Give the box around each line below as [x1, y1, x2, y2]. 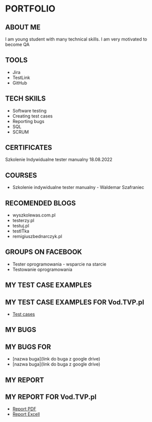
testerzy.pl [12, 217, 34, 223]
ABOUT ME [5, 23, 41, 31]
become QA [5, 41, 30, 47]
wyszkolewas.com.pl [12, 212, 56, 218]
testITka [12, 228, 29, 234]
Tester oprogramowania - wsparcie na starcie [12, 261, 106, 267]
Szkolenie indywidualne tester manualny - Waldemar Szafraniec [12, 184, 144, 190]
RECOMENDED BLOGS [5, 198, 76, 207]
